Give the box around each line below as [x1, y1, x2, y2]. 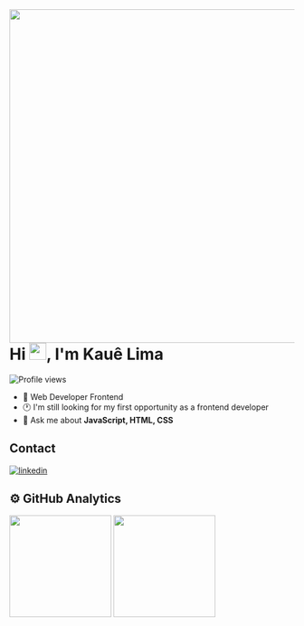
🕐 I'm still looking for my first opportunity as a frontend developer [22, 402, 270, 413]
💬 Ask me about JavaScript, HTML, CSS [22, 414, 174, 425]
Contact [9, 441, 56, 456]
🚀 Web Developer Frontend [22, 391, 124, 402]
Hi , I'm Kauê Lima [9, 344, 165, 365]
